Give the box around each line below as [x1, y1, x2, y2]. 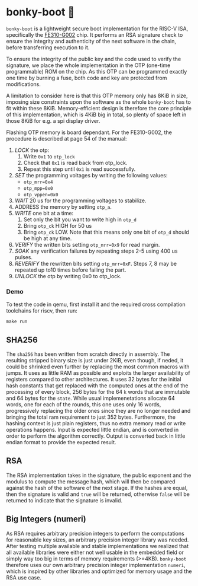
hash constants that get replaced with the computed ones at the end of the [6, 382, 189, 389]
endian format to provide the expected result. [6, 439, 116, 446]
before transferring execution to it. [6, 44, 90, 51]
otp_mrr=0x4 [23, 179, 53, 185]
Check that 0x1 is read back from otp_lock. [23, 159, 128, 166]
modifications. [6, 80, 41, 88]
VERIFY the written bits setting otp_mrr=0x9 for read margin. [14, 241, 160, 248]
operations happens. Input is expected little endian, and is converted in [6, 426, 179, 434]
